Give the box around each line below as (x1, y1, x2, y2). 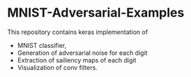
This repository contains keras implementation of (7, 28, 148, 36)
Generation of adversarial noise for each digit (17, 49, 148, 57)
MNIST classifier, (17, 41, 67, 49)
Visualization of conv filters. (17, 63, 98, 71)
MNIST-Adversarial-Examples (7, 5, 185, 21)
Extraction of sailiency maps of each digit (17, 55, 137, 64)
